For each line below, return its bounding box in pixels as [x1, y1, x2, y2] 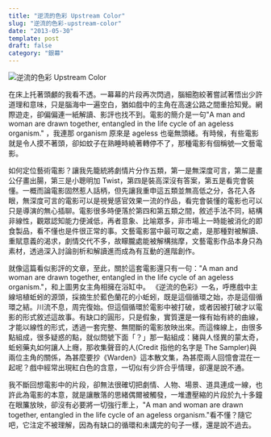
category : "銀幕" [8, 49, 65, 57]
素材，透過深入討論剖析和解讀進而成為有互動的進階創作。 [8, 247, 199, 256]
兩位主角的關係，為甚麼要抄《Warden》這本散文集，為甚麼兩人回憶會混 [8, 352, 246, 362]
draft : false [8, 42, 52, 50]
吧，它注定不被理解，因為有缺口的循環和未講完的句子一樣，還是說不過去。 [8, 420, 256, 430]
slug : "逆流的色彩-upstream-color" [8, 19, 123, 27]
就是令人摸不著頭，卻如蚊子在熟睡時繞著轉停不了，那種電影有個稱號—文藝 [8, 139, 256, 148]
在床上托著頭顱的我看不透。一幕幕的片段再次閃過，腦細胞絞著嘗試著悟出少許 [8, 89, 263, 99]
